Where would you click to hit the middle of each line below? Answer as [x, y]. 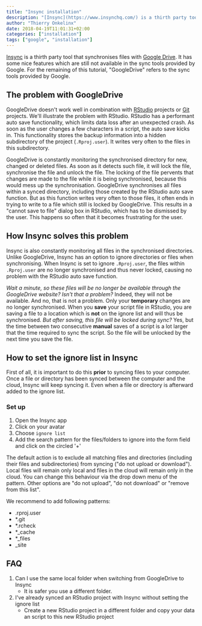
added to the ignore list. [35, 391]
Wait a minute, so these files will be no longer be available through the [93, 288]
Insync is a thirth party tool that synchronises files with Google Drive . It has [99, 57]
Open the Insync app [41, 420]
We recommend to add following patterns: [58, 501]
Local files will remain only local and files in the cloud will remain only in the [100, 470]
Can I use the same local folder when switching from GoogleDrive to [99, 578]
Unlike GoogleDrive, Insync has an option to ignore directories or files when [100, 257]
